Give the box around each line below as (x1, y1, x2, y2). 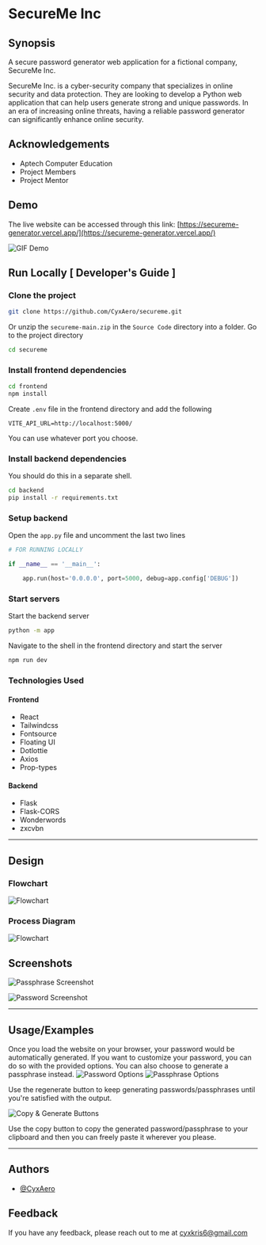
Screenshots (8, 956, 73, 970)
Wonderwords (19, 815, 66, 824)
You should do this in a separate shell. (8, 471, 132, 481)
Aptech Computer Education (19, 158, 113, 168)
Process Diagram (8, 916, 76, 927)
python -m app (8, 626, 55, 634)
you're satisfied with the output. (8, 1094, 112, 1103)
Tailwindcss (19, 721, 59, 730)
